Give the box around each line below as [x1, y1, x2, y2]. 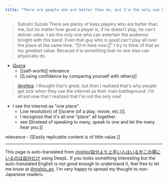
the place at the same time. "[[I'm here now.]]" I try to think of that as [17, 42, 159, 48]
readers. [26, 171, 44, 177]
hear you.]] [19, 124, 43, 130]
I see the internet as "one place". [12, 103, 80, 109]
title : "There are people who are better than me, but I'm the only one [5, 7, 160, 12]
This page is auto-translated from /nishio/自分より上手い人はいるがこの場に [5, 149, 161, 155]
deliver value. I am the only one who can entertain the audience [17, 31, 148, 37]
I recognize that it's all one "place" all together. [19, 113, 116, 120]
